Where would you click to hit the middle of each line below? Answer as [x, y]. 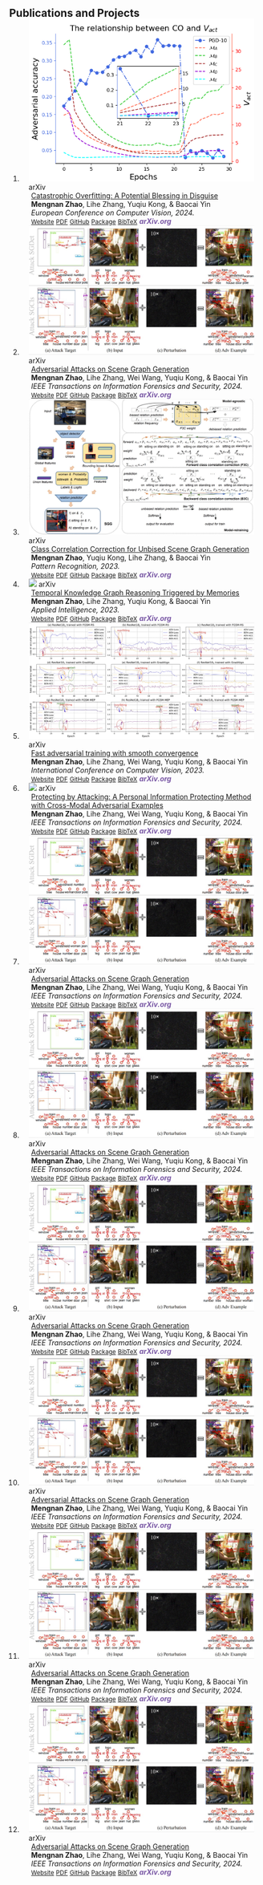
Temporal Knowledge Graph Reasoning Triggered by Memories [135, 592]
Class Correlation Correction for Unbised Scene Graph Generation [140, 549]
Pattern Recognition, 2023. [75, 565]
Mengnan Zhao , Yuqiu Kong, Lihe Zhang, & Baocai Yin [121, 557]
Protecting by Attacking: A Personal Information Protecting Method [141, 797]
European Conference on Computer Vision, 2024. [113, 213]
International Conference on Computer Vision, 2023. [118, 770]
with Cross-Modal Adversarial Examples [97, 805]
